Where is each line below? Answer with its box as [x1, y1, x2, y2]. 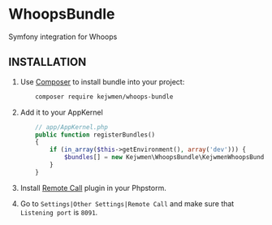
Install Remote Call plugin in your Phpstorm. [19, 183, 166, 193]
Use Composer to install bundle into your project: [19, 76, 185, 86]
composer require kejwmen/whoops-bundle [35, 93, 174, 101]
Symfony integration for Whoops [8, 32, 118, 41]
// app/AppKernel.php [35, 123, 108, 131]
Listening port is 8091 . [19, 207, 98, 217]
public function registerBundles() [35, 131, 156, 139]
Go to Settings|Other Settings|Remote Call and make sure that [19, 198, 235, 208]
